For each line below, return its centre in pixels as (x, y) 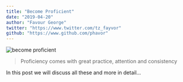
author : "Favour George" (36, 22)
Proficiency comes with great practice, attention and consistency (99, 61)
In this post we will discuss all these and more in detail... (74, 73)
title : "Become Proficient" (40, 11)
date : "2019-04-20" (30, 17)
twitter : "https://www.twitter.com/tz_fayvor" (64, 28)
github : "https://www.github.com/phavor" (57, 33)
